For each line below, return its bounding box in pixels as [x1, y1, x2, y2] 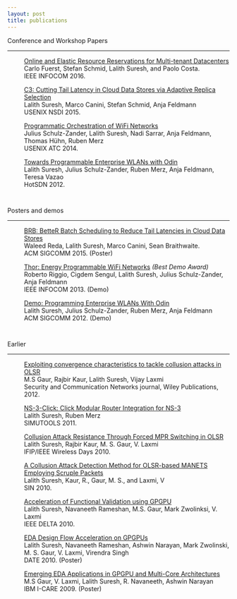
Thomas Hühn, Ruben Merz [23, 136, 104, 145]
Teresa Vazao [23, 172, 64, 181]
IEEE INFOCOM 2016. [23, 71, 86, 80]
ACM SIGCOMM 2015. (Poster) [23, 248, 113, 258]
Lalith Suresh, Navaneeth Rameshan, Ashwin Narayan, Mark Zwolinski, [23, 541, 229, 550]
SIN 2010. [23, 484, 52, 492]
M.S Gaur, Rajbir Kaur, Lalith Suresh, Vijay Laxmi [23, 375, 164, 384]
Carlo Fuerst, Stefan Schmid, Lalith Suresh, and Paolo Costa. [23, 64, 200, 73]
